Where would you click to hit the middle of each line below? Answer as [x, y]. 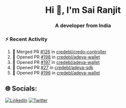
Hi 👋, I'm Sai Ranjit [83, 10]
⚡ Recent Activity [26, 39]
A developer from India [83, 26]
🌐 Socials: [21, 88]
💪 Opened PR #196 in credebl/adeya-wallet [56, 73]
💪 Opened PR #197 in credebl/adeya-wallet [56, 62]
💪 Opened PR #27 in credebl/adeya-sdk [53, 68]
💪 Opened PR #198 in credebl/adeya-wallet [56, 57]
